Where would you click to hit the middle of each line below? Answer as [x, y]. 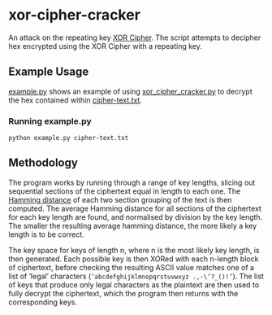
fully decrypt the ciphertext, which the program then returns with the [123, 293]
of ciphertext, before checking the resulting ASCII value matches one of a [131, 267]
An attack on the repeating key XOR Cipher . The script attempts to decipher [135, 37]
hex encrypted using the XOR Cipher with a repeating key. [106, 46]
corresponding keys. [43, 302]
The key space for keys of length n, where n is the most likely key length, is [134, 250]
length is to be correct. [47, 234]
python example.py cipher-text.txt [69, 138]
